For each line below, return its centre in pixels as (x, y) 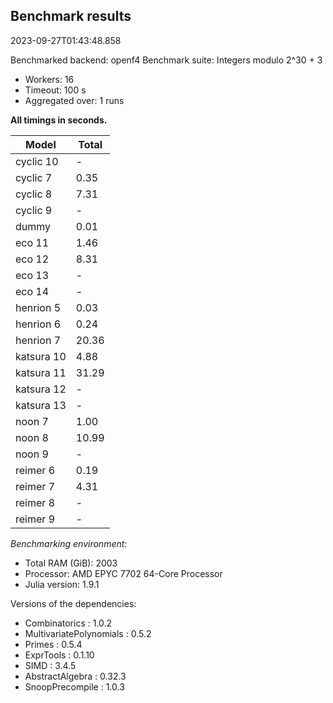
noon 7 (32, 421)
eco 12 (32, 259)
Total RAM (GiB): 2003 (71, 563)
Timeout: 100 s (55, 90)
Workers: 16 (49, 79)
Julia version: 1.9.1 (62, 584)
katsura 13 (41, 405)
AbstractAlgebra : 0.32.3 (75, 676)
